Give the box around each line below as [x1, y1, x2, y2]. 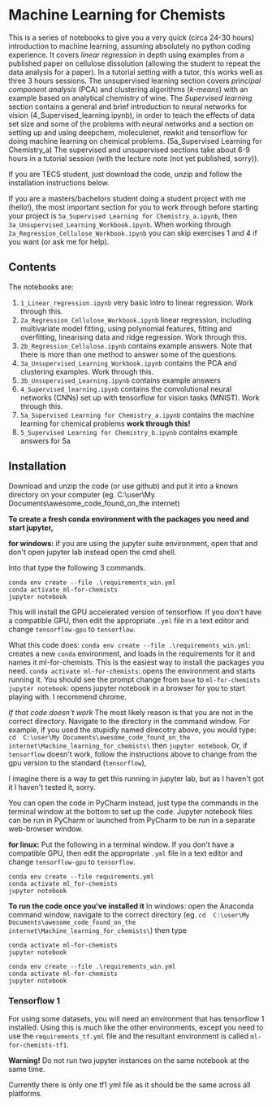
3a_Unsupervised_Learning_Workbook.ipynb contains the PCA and [19, 358, 237, 367]
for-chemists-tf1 [8, 1041, 67, 1049]
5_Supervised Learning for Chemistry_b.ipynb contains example [19, 427, 238, 436]
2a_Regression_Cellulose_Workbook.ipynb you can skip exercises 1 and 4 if [8, 228, 257, 237]
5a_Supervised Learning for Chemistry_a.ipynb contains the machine [19, 410, 255, 419]
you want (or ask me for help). [8, 236, 110, 246]
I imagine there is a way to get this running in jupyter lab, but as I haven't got [8, 774, 264, 783]
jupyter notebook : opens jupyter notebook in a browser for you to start [8, 683, 246, 692]
